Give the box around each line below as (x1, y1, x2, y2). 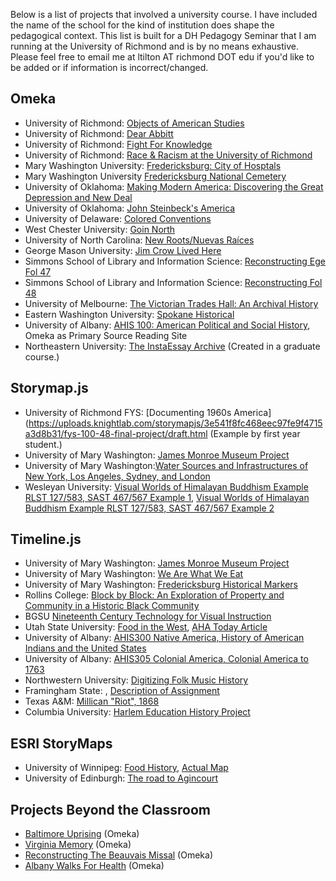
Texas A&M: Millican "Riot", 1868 (24, 695, 160, 708)
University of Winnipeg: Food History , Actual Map (24, 762, 229, 774)
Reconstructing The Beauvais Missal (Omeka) (24, 849, 213, 861)
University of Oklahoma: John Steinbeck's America (24, 202, 236, 214)
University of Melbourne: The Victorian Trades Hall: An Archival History (24, 297, 319, 309)
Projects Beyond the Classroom (10, 801, 212, 818)
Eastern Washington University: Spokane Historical (24, 308, 235, 320)
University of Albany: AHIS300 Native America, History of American (24, 632, 305, 644)
